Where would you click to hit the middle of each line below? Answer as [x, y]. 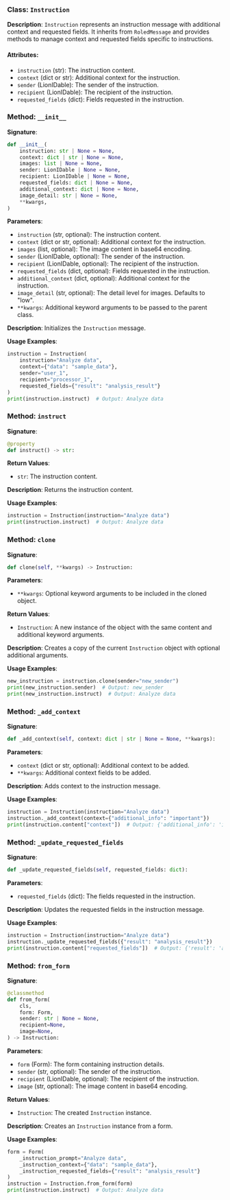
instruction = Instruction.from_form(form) [70, 1184]
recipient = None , [43, 1025]
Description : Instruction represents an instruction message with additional [114, 25]
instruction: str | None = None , [67, 151]
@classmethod [26, 993]
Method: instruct [37, 416]
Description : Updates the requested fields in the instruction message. [106, 909]
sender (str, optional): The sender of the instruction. [89, 1071]
